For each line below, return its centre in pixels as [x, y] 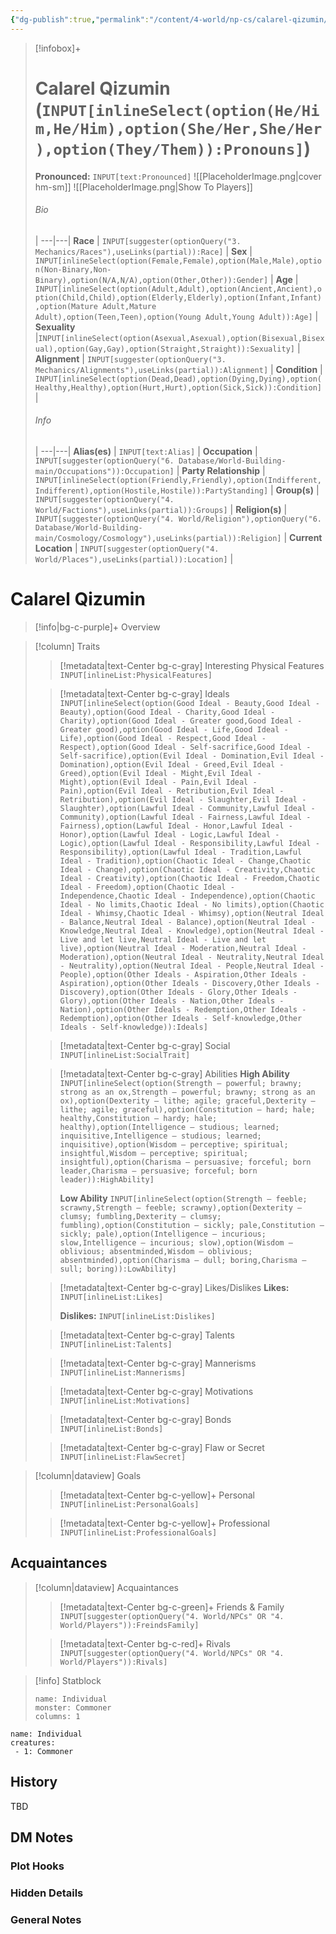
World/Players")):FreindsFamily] [129, 1625]
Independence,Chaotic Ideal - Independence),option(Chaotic [187, 896]
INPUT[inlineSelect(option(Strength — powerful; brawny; [181, 1083]
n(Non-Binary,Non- [73, 269]
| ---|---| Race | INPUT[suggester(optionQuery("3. [138, 240]
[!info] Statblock [68, 1680]
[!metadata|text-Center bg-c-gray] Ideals [144, 693]
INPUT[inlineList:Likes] [111, 1297]
